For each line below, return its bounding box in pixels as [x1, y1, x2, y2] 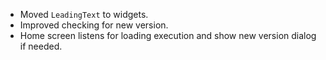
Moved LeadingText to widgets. [19, 9, 149, 20]
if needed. [19, 40, 63, 52]
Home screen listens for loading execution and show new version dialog [19, 30, 317, 41]
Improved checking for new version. [19, 19, 169, 31]
